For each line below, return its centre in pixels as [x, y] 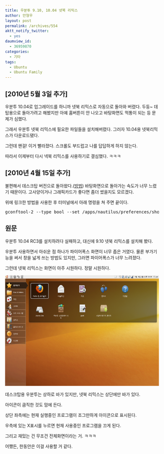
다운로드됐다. [27, 135]
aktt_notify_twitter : [27, 31]
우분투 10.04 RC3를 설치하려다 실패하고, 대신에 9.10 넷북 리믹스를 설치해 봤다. [79, 241]
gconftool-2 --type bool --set [42, 212]
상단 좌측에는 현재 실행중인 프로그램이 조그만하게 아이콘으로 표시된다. [71, 415]
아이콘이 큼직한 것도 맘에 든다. [34, 405]
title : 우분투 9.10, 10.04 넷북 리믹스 [41, 10]
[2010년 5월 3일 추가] [36, 94]
